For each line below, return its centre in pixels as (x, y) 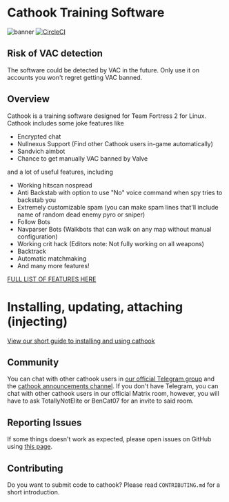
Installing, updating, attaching (95, 307)
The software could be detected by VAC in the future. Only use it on (103, 70)
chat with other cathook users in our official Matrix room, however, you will (113, 394)
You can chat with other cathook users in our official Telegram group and (111, 379)
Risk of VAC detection (55, 53)
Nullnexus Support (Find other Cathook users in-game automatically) (115, 143)
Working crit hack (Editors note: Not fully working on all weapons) (111, 243)
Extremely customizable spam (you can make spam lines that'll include (118, 207)
